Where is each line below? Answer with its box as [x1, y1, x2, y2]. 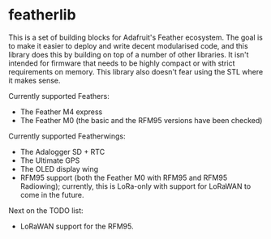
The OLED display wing [19, 164, 99, 173]
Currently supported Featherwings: [8, 131, 126, 141]
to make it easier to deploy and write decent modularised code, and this [8, 41, 249, 50]
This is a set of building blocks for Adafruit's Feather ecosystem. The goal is [8, 32, 264, 42]
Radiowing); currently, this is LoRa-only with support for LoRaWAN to [19, 181, 252, 191]
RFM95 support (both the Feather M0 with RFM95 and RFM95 [19, 173, 228, 182]
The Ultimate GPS [19, 156, 80, 165]
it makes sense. [8, 75, 61, 85]
